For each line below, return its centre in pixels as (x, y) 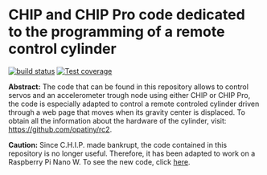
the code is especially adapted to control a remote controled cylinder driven (134, 104)
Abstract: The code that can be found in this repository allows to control (129, 87)
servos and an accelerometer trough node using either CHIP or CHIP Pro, (129, 95)
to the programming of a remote (117, 32)
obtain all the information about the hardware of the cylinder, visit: (117, 120)
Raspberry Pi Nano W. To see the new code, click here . (99, 161)
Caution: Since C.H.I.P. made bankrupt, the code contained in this (118, 144)
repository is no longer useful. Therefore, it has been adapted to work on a (132, 153)
